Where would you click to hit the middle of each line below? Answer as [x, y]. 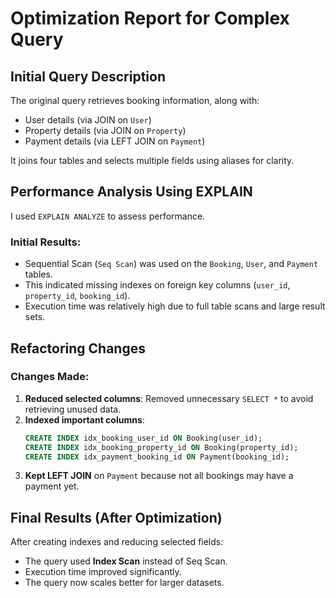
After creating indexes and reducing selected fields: [117, 542]
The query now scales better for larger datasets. [124, 583]
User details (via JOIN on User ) [88, 120]
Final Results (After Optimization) [116, 517]
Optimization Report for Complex [150, 18]
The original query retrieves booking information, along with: [135, 100]
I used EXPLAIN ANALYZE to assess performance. [108, 216]
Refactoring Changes [78, 348]
